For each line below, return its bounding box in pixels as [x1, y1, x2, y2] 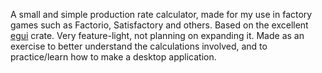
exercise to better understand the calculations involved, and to [10, 40, 268, 52]
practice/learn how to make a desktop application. [10, 51, 217, 63]
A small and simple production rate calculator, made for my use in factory [10, 9, 313, 20]
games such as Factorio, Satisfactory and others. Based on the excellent [10, 19, 309, 31]
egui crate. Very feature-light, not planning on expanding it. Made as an [10, 30, 305, 41]
